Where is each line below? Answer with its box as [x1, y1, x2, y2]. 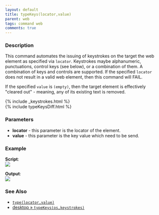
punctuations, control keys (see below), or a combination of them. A [5, 64, 143, 70]
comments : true [5, 26, 36, 31]
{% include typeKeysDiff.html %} [5, 104, 72, 110]
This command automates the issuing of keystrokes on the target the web [5, 53, 155, 59]
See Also [5, 188, 27, 195]
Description [5, 42, 34, 49]
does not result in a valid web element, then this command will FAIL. [5, 74, 143, 80]
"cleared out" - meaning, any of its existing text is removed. [5, 89, 126, 95]
